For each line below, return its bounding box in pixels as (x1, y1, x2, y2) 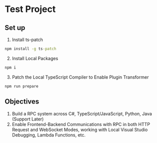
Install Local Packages (11, 55, 58, 61)
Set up (4, 23, 25, 32)
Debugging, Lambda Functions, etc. (11, 131, 86, 138)
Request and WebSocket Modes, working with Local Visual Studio (11, 126, 148, 132)
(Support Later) (11, 116, 44, 122)
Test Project (4, 3, 56, 15)
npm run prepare (4, 83, 38, 88)
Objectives (4, 97, 39, 106)
